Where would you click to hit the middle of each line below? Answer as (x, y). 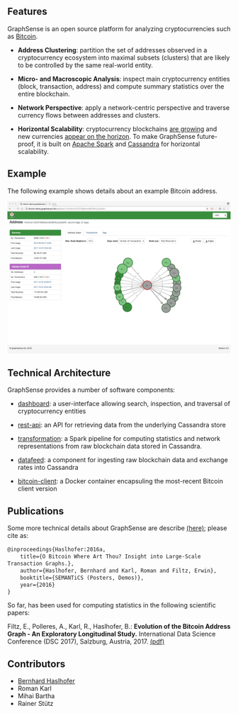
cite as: (18, 536)
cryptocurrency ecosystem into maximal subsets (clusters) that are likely (124, 57)
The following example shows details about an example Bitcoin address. (113, 191)
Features (27, 12)
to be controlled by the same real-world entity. (85, 65)
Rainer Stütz (35, 703)
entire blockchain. (44, 94)
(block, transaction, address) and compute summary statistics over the (121, 86)
